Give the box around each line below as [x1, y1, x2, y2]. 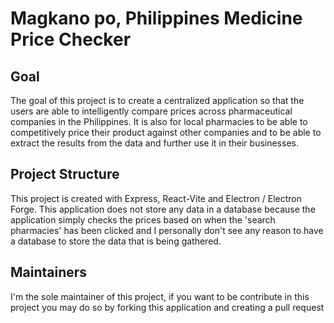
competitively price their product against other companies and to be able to [10, 127, 322, 138]
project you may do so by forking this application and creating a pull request [10, 301, 325, 313]
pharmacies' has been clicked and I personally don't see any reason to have [10, 224, 324, 236]
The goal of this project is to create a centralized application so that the [10, 95, 305, 106]
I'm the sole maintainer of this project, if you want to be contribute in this [10, 290, 310, 302]
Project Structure [10, 166, 120, 183]
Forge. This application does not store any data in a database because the [10, 203, 316, 215]
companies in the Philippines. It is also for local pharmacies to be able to [10, 116, 308, 127]
